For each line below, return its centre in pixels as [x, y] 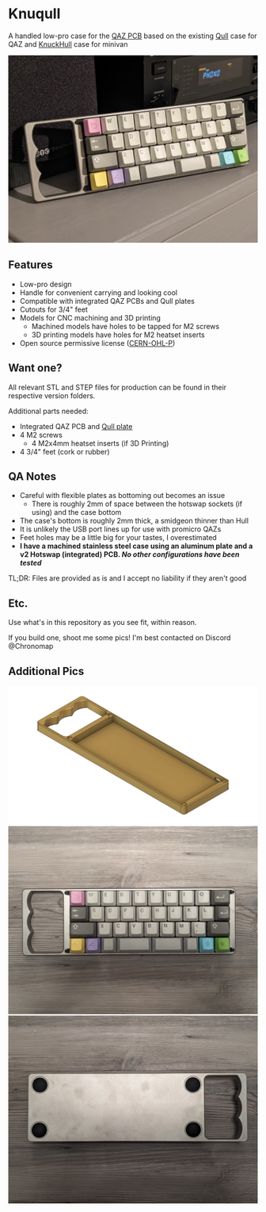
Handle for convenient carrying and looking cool [99, 292]
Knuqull [34, 14]
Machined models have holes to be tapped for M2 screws [125, 326]
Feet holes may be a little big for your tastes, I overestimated [118, 538]
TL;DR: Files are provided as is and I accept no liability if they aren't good [127, 578]
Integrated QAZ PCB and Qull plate [76, 426]
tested [30, 563]
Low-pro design [46, 284]
